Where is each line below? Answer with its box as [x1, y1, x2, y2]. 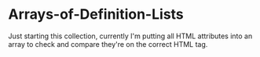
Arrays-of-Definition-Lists [8, 5, 185, 23]
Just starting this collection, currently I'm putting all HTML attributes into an [8, 31, 253, 41]
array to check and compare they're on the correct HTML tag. [8, 39, 208, 48]
